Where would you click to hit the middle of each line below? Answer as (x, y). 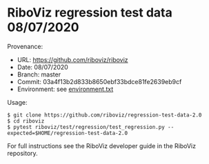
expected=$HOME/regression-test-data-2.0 (68, 133)
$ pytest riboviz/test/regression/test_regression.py (86, 127)
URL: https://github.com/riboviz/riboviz (73, 59)
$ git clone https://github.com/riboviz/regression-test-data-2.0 (104, 115)
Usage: (17, 102)
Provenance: (25, 46)
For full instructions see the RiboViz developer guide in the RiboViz (102, 145)
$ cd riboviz (26, 121)
